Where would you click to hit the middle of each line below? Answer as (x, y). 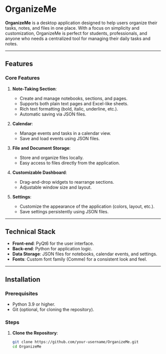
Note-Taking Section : (35, 89)
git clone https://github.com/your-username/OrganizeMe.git (75, 342)
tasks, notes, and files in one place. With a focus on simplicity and (72, 28)
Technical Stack (30, 232)
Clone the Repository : (35, 333)
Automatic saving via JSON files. (53, 114)
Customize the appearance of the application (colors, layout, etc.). (87, 206)
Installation (23, 279)
